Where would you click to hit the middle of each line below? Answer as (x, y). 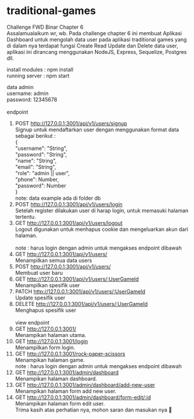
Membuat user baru (39, 272)
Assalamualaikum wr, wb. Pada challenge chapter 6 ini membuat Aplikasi (94, 33)
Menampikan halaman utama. (51, 335)
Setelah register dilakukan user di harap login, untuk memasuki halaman (102, 210)
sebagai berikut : (35, 135)
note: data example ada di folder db (58, 198)
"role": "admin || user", (42, 173)
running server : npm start (38, 76)
